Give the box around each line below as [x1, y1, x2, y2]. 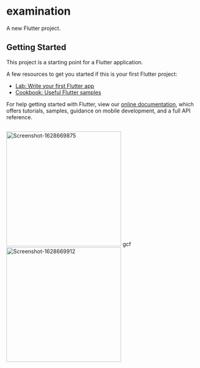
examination [6, 4, 71, 18]
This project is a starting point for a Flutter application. [6, 58, 143, 65]
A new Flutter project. [6, 24, 61, 32]
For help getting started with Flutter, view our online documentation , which [6, 100, 194, 108]
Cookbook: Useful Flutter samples [15, 89, 102, 96]
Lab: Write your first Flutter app [15, 82, 95, 89]
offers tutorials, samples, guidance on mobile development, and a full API [6, 107, 191, 114]
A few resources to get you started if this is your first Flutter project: [6, 70, 177, 78]
